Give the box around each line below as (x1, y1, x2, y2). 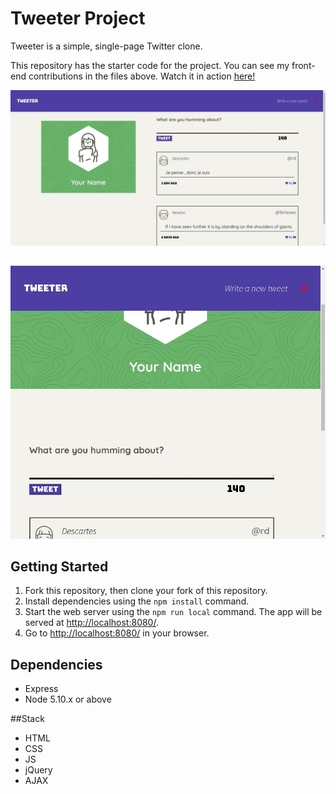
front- (291, 59, 316, 71)
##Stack (10, 713, 45, 725)
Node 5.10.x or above (24, 693, 112, 706)
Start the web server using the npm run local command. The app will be (24, 606, 323, 618)
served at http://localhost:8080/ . (24, 617, 159, 629)
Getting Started (10, 558, 109, 576)
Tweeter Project (10, 7, 146, 30)
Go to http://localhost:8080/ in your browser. (24, 627, 210, 639)
